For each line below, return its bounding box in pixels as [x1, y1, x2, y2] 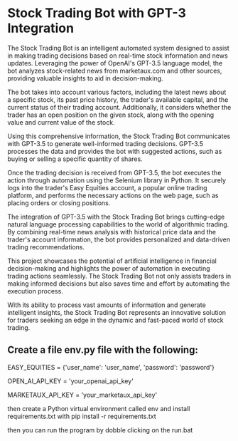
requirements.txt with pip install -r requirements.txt [7, 412, 156, 420]
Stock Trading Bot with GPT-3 [7, 5, 186, 21]
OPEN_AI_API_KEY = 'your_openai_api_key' [7, 376, 134, 385]
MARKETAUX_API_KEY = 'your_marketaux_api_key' [7, 390, 158, 399]
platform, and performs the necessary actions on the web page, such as [7, 191, 219, 199]
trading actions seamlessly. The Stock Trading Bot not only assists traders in [7, 271, 232, 280]
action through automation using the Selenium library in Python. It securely [7, 176, 226, 185]
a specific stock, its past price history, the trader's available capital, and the [7, 95, 229, 104]
